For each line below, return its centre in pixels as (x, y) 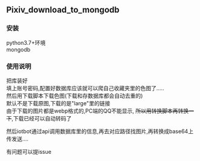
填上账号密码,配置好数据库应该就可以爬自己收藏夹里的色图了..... (85, 88)
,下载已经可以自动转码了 (42, 118)
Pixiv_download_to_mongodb (63, 10)
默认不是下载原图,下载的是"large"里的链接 (58, 103)
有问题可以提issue (29, 151)
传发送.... (18, 139)
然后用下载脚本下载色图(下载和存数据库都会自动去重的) (75, 96)
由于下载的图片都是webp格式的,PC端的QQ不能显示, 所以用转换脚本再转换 (98, 111)
